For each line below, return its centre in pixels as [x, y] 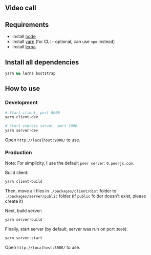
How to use [22, 89]
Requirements [27, 25]
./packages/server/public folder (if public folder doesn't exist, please [76, 196]
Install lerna [24, 47]
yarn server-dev [22, 131]
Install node [24, 37]
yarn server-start [24, 238]
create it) [14, 201]
